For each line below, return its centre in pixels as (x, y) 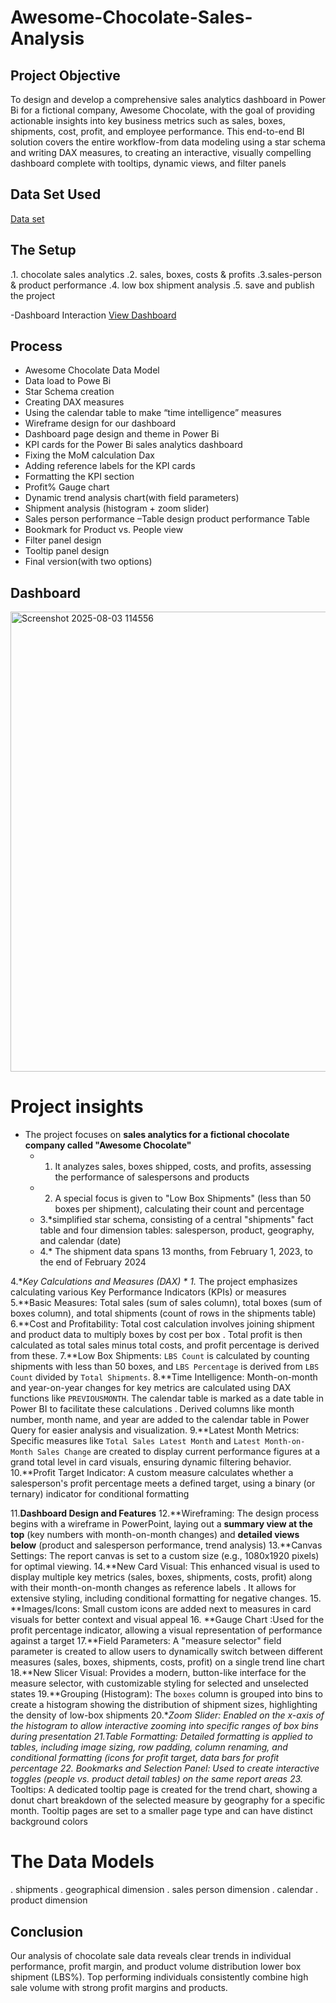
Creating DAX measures (74, 402)
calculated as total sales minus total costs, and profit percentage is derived (165, 1345)
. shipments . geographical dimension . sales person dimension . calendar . (164, 1890)
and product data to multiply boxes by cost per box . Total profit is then (156, 1335)
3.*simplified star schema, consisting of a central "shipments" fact (176, 1220)
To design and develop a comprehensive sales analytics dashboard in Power (168, 99)
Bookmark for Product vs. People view (104, 530)
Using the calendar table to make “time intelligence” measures (153, 413)
